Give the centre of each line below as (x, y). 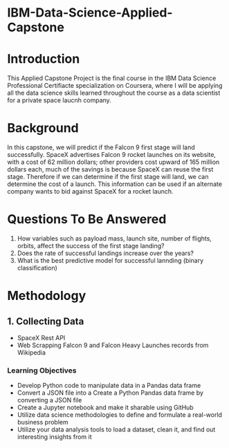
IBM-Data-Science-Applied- (90, 13)
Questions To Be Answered (87, 220)
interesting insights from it (54, 437)
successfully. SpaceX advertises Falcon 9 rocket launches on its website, (112, 155)
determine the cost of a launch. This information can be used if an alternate (115, 184)
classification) (37, 268)
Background (43, 128)
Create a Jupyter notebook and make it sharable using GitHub (105, 408)
